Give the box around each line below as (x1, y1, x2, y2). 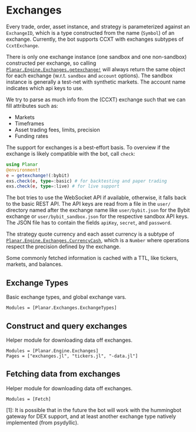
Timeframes (14, 120, 44, 127)
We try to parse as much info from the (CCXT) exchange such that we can (6, 95, 186, 103)
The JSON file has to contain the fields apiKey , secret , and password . (6, 219, 172, 226)
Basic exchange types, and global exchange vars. (6, 294, 127, 301)
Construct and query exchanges (6, 321, 128, 331)
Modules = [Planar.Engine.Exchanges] (6, 348, 99, 354)
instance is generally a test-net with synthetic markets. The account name (6, 78, 186, 85)
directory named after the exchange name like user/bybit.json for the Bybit (6, 207, 190, 214)
